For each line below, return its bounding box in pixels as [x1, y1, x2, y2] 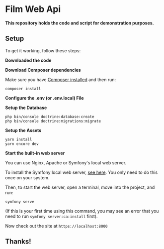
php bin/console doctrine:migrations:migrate [5, 119, 101, 124]
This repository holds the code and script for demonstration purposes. [5, 20, 154, 26]
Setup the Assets [5, 127, 42, 133]
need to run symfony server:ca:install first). [5, 213, 98, 219]
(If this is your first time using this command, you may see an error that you [5, 208, 159, 214]
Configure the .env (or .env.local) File [5, 95, 84, 101]
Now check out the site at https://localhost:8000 [5, 223, 108, 229]
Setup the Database [5, 105, 47, 111]
